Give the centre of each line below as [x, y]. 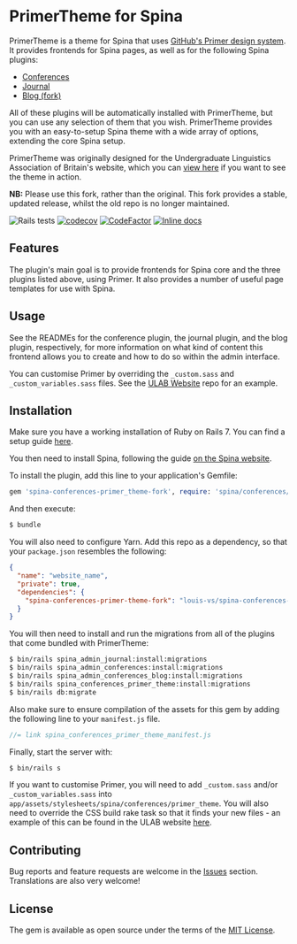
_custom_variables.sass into [61, 794]
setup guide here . [41, 441]
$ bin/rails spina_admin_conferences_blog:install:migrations [126, 676]
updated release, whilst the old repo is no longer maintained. [119, 203]
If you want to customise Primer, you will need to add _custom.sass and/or [144, 785]
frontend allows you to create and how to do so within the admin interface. [145, 357]
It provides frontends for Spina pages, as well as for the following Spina [139, 50]
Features [34, 248]
